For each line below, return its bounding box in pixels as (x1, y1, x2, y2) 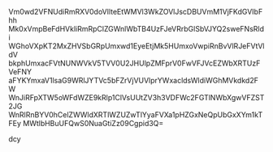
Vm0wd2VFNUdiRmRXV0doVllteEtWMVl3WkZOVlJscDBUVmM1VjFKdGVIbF (8, 7, 263, 16)
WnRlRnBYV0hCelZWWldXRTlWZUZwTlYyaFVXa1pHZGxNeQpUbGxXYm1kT (8, 110, 263, 120)
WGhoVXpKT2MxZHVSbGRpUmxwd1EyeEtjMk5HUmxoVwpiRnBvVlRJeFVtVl (8, 41, 265, 51)
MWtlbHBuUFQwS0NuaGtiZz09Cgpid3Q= (23, 119, 164, 128)
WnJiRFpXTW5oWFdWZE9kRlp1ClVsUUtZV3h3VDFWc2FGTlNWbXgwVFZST (8, 93, 265, 102)
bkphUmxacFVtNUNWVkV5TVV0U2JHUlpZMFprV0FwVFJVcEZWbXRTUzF (8, 58, 261, 68)
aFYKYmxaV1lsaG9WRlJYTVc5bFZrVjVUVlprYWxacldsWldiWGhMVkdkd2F (8, 76, 258, 85)
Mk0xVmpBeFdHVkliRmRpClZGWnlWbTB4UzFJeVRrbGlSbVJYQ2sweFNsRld (8, 24, 265, 33)
